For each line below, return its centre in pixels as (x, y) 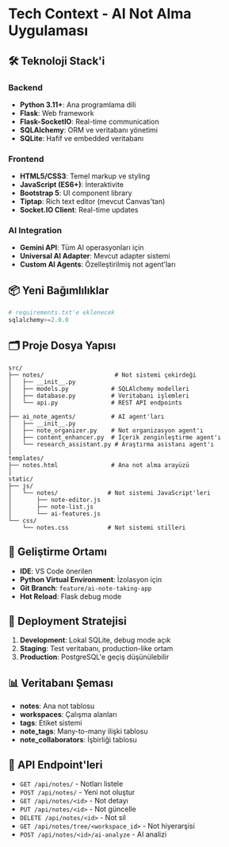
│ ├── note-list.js (51, 507)
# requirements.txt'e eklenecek (61, 313)
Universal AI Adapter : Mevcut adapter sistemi (95, 256)
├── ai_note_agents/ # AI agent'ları (86, 416)
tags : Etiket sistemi (51, 723)
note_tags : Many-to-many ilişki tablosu (84, 731)
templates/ (26, 458)
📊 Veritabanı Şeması (61, 683)
